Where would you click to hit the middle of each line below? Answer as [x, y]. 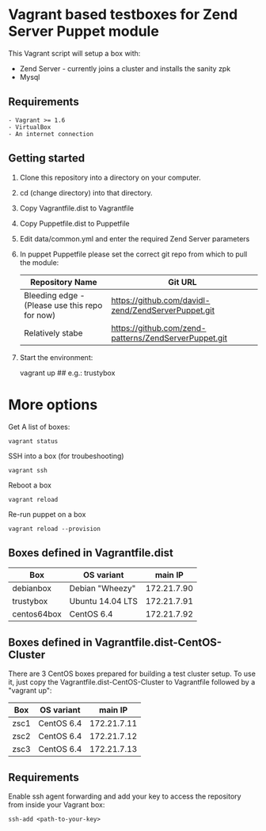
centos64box [37, 614]
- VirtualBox [30, 127]
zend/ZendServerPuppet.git [163, 310]
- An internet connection [51, 134]
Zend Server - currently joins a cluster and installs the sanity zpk [125, 68]
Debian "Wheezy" [103, 589]
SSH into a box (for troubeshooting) [66, 456]
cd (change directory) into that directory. [86, 192]
